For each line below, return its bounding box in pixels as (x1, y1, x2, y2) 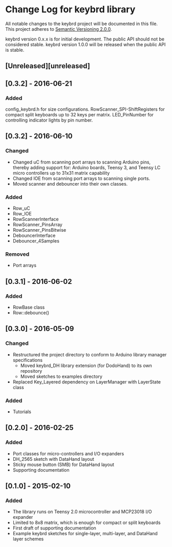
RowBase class (12, 304, 45, 310)
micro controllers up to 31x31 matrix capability (12, 170, 110, 176)
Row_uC (12, 205, 31, 211)
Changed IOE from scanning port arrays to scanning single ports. (12, 175, 150, 181)
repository (20, 368, 42, 374)
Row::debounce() (12, 309, 50, 316)
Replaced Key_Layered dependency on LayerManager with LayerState (12, 378, 161, 385)
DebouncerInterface (12, 232, 56, 238)
